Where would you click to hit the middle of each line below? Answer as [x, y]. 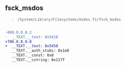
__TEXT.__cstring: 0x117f [38, 60]
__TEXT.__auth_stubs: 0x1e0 [40, 51]
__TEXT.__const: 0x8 [33, 55]
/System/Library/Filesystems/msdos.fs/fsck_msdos [69, 19]
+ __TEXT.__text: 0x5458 [31, 46]
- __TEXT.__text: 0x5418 [31, 37]
